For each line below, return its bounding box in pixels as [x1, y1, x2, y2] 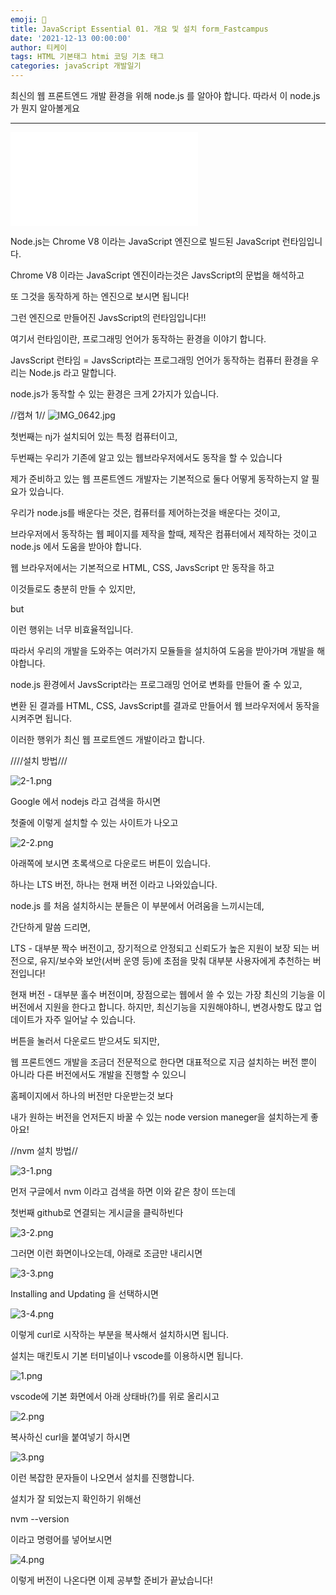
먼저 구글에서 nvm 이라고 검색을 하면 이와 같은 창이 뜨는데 [10, 1186, 236, 1197]
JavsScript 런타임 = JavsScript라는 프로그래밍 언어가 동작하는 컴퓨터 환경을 [10, 354, 309, 366]
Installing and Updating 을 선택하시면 [10, 1288, 159, 1300]
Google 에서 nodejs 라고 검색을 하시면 [10, 796, 162, 807]
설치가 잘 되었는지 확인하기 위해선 [10, 1493, 142, 1505]
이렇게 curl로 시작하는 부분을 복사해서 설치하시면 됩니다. [10, 1329, 230, 1340]
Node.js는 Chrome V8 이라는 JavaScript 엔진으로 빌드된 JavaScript [10, 236, 280, 247]
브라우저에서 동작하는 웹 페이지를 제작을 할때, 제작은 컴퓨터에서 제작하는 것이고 [10, 528, 318, 540]
